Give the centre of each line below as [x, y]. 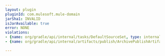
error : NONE [17, 28]
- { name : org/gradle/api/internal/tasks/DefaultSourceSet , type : [73, 37]
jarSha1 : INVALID [23, 19]
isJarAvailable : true [27, 23]
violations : [17, 32]
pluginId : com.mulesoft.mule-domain [42, 14]
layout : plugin [21, 10]
